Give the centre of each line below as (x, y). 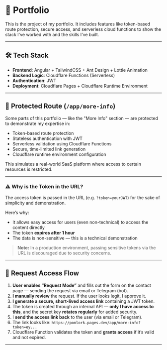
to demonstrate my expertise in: (38, 123)
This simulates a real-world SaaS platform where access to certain (73, 164)
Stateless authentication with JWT (47, 138)
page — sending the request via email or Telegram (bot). (70, 290)
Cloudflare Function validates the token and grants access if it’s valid (83, 332)
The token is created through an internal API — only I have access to (83, 306)
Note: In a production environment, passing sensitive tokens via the (86, 247)
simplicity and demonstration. (36, 203)
